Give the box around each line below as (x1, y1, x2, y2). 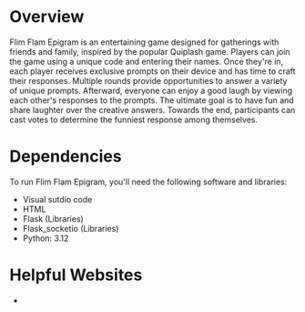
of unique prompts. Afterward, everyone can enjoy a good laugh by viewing (9, 85, 293, 96)
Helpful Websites (9, 265, 143, 286)
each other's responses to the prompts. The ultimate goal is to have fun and (9, 94, 294, 106)
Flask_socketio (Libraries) (22, 223, 119, 234)
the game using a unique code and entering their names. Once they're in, (9, 56, 284, 67)
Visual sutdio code (22, 193, 93, 204)
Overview (9, 6, 85, 27)
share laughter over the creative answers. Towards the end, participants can (9, 104, 296, 115)
